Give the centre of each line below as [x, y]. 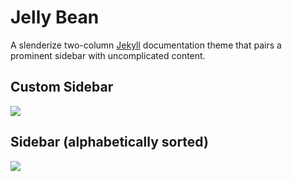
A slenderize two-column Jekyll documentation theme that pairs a [146, 45]
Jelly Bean [55, 17]
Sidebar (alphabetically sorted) [109, 142]
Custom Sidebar [62, 87]
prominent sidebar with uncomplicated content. [108, 55]
